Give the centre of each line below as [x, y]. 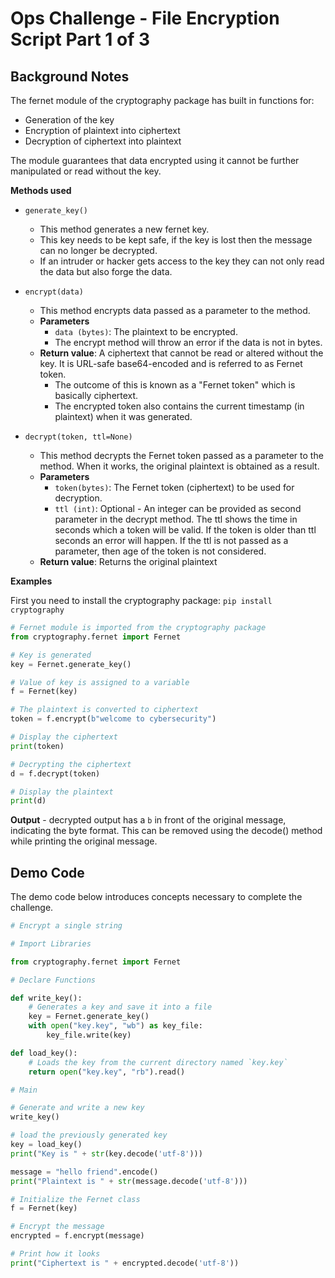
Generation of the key [69, 120]
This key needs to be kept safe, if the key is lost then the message [176, 240]
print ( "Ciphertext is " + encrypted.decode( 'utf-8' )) [125, 1263]
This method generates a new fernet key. [124, 229]
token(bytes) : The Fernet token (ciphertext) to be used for [174, 487]
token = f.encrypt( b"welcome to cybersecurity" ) [113, 719]
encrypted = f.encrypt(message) [77, 1236]
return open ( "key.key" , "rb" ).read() [107, 1072]
